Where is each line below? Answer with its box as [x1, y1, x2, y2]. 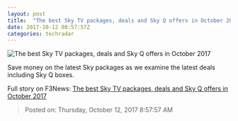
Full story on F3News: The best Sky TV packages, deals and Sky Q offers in [7, 84, 228, 93]
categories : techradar [7, 30, 74, 38]
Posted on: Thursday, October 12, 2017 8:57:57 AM [24, 105, 174, 114]
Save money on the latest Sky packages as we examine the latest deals [7, 63, 216, 71]
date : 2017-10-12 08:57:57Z [7, 23, 91, 30]
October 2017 [7, 92, 47, 100]
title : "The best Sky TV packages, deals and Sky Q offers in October [7, 17, 223, 24]
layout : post [7, 10, 46, 18]
